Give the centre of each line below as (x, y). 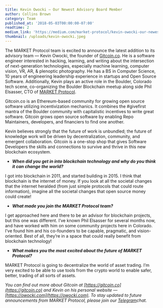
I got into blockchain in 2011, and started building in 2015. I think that (73, 176)
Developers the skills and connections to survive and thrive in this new (75, 147)
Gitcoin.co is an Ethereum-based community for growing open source (75, 101)
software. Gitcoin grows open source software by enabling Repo (69, 117)
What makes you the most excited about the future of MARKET (77, 250)
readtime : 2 (17, 28)
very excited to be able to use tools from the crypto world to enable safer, (78, 270)
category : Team (20, 18)
